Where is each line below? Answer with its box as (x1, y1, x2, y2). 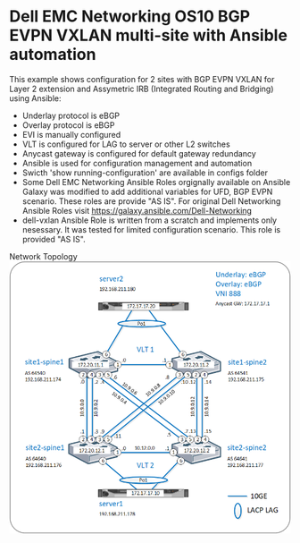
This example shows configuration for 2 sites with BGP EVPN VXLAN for (9, 73, 275, 84)
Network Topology (9, 250, 78, 261)
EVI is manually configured (21, 129, 121, 140)
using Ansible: (9, 92, 62, 104)
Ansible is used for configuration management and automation (21, 157, 253, 168)
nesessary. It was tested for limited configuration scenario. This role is (21, 224, 281, 234)
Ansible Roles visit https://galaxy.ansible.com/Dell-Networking (21, 205, 253, 216)
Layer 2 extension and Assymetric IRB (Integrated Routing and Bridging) (9, 83, 274, 94)
